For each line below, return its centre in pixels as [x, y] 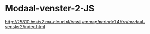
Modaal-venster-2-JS [50, 8]
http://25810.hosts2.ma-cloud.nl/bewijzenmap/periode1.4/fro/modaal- [75, 22]
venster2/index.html [25, 26]
